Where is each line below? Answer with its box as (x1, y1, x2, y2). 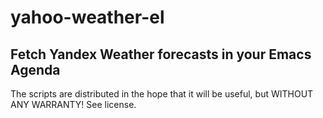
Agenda (10, 61, 61, 78)
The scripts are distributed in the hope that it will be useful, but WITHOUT (10, 88, 314, 100)
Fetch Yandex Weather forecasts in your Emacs (10, 46, 312, 63)
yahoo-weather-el (10, 6, 165, 29)
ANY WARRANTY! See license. (10, 99, 137, 110)
